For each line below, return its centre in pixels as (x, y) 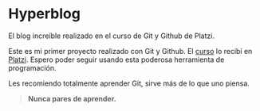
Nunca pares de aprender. (72, 98)
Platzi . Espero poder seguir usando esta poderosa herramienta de (116, 59)
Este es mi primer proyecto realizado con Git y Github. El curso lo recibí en (130, 51)
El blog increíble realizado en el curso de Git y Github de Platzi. (112, 36)
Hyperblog (45, 14)
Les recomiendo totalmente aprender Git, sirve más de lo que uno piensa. (129, 83)
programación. (32, 67)
